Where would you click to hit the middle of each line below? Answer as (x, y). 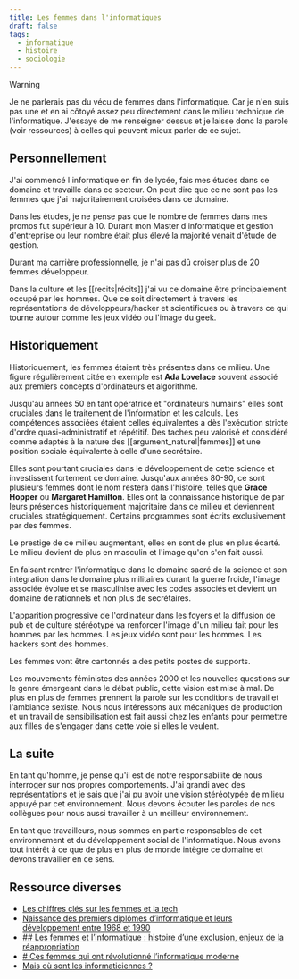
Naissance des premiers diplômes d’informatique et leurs (127, 918)
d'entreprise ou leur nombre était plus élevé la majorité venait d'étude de (143, 235)
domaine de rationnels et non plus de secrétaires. (100, 598)
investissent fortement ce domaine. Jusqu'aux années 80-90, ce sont (137, 477)
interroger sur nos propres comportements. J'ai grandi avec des (127, 785)
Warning (25, 84)
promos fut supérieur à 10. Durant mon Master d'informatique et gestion (141, 225)
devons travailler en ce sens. (62, 859)
